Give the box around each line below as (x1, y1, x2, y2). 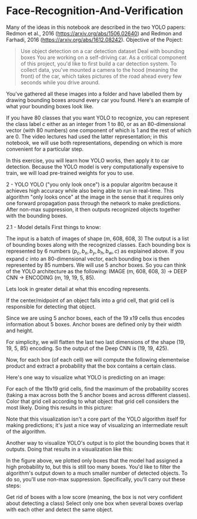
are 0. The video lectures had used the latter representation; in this (6, 133, 168, 140)
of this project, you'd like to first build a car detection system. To (20, 60, 177, 67)
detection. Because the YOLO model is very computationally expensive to (6, 163, 184, 170)
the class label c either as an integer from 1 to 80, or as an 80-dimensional (6, 120, 186, 127)
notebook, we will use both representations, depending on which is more (6, 139, 183, 146)
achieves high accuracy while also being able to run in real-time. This (6, 187, 174, 194)
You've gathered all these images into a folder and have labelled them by (6, 90, 182, 97)
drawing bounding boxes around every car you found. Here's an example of (6, 96, 190, 104)
